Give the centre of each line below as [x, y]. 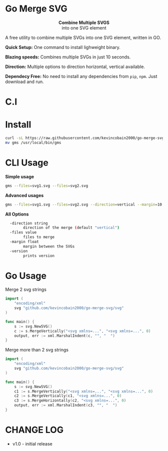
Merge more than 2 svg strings [37, 350]
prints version [39, 255]
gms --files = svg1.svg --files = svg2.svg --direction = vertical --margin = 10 [84, 204]
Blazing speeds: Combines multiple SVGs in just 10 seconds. [68, 57]
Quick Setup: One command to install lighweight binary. [63, 47]
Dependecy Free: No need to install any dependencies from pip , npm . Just [81, 76]
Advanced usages [24, 195]
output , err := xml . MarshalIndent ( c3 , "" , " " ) [66, 405]
